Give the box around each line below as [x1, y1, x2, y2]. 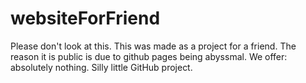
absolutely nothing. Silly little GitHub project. [10, 61, 193, 73]
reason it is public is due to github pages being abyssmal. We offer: [10, 50, 288, 62]
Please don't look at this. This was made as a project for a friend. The [10, 40, 297, 52]
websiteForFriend [10, 7, 161, 30]
